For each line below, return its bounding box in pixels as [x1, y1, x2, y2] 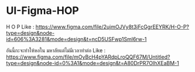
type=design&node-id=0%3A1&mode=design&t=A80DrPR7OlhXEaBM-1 [6, 59, 180, 66]
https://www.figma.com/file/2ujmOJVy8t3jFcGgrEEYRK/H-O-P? [35, 23, 189, 30]
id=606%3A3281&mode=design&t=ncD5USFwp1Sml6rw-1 [6, 35, 147, 42]
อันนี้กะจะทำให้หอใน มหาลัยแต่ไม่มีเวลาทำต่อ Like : [6, 46, 106, 53]
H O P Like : [6, 23, 35, 30]
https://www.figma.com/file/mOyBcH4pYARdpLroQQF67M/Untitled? [6, 53, 170, 60]
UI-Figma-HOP [6, 4, 79, 17]
